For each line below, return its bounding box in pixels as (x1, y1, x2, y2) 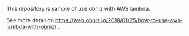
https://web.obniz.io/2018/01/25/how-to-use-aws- (55, 17, 183, 23)
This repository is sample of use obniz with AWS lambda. (6, 5, 150, 12)
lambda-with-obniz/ (6, 23, 57, 30)
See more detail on (6, 17, 54, 23)
